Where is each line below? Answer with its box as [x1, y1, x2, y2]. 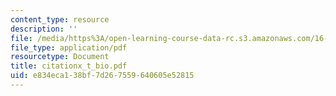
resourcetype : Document [10, 52, 110, 62]
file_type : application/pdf [10, 42, 128, 53]
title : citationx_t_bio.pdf [10, 61, 128, 71]
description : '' [10, 24, 78, 34]
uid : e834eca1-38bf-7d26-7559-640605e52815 [10, 71, 195, 81]
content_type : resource [10, 14, 110, 25]
